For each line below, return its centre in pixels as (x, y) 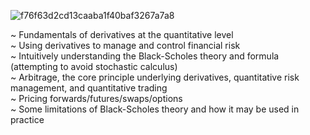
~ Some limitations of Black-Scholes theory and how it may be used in (155, 109)
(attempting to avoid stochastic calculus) (94, 66)
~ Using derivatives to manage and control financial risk (125, 45)
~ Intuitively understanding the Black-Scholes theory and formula (145, 56)
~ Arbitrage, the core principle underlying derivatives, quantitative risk (155, 77)
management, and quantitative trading (89, 88)
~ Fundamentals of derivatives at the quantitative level (122, 34)
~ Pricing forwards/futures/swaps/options (96, 98)
